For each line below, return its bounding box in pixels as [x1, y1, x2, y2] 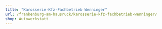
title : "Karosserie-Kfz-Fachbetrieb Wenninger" [5, 7, 108, 12]
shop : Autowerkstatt [5, 16, 49, 21]
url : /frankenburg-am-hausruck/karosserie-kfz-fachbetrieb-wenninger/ [5, 12, 157, 17]
